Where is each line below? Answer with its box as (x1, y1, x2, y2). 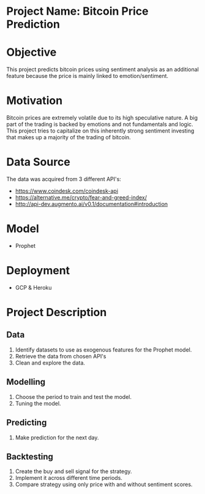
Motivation (6, 94, 63, 108)
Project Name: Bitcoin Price (6, 4, 149, 18)
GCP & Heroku (15, 284, 52, 291)
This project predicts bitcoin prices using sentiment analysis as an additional (6, 66, 199, 73)
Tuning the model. (15, 399, 61, 407)
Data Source (6, 155, 70, 169)
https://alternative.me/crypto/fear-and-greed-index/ (15, 194, 147, 201)
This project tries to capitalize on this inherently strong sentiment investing (6, 127, 195, 134)
